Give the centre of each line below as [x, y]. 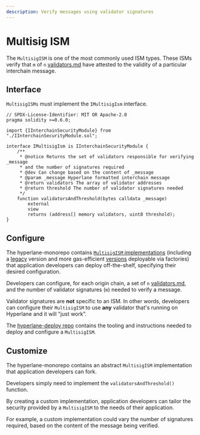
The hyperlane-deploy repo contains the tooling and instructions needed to [99, 326]
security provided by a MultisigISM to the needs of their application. [90, 407]
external [39, 204]
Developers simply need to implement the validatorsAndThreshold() [90, 383]
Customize [27, 351]
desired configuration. [34, 272]
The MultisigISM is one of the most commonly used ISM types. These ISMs [99, 58]
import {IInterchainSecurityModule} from [59, 131]
